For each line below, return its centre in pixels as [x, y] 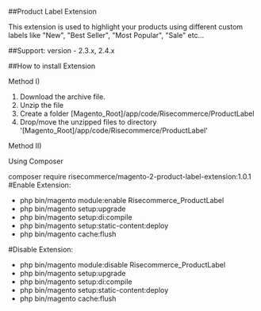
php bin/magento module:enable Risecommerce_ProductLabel [122, 200]
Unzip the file [42, 105]
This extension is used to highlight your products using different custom [126, 27]
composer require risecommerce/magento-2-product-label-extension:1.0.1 [130, 177]
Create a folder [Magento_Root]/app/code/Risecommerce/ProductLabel [137, 113]
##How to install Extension [52, 66]
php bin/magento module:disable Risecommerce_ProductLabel [123, 265]
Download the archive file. [62, 97]
